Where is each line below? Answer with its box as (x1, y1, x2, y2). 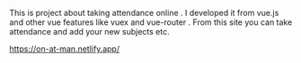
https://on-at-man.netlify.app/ (9, 43, 120, 54)
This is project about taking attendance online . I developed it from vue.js (9, 8, 279, 18)
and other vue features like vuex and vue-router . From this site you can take (9, 17, 293, 28)
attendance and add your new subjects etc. (9, 27, 170, 36)
